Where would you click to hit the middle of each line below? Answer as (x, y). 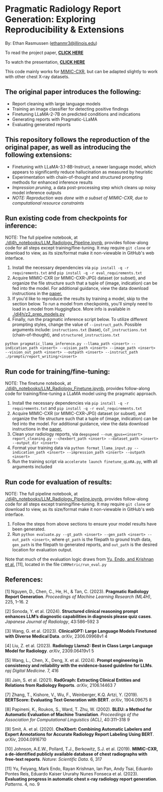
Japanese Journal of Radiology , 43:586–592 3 (52, 622)
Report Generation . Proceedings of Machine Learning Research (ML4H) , (78, 596)
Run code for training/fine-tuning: (58, 371)
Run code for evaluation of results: (59, 482)
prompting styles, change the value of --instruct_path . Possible (77, 324)
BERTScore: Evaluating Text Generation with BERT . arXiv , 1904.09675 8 (78, 699)
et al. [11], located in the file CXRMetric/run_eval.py (56, 564)
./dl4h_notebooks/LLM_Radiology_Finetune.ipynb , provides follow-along (77, 389)
